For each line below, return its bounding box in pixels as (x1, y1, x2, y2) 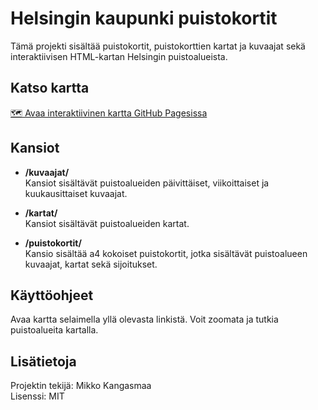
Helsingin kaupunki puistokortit (10, 7, 278, 30)
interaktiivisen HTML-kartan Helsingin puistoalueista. (10, 50, 228, 62)
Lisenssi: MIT (10, 390, 65, 402)
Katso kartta (10, 80, 90, 97)
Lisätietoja (10, 353, 77, 370)
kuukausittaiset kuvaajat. (24, 187, 128, 199)
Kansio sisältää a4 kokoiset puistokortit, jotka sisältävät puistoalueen (24, 247, 308, 259)
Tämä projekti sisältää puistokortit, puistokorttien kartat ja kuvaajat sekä (10, 40, 306, 52)
